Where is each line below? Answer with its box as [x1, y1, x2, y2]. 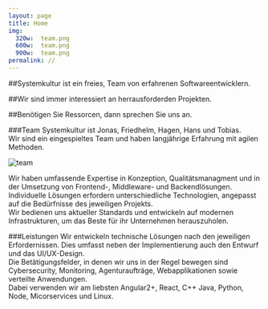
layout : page [8, 11, 52, 20]
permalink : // [8, 57, 56, 65]
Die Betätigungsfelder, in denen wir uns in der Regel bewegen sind [8, 257, 229, 266]
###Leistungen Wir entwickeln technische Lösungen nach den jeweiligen [8, 231, 250, 241]
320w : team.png [15, 34, 70, 43]
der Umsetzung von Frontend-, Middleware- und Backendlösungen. [8, 181, 233, 191]
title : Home [8, 19, 48, 27]
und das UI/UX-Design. [8, 248, 85, 258]
